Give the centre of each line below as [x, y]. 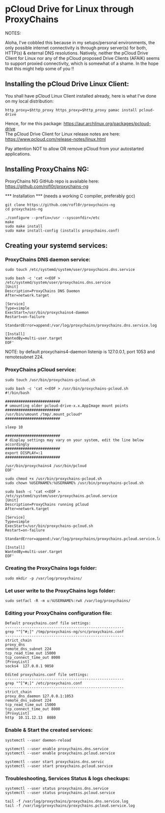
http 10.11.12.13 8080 [30, 718]
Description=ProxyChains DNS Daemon [42, 291]
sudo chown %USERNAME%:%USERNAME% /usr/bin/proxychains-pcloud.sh [74, 483]
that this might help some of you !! [40, 68]
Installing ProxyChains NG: [47, 170]
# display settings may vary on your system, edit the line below [74, 440]
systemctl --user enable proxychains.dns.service [57, 749]
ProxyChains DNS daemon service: [48, 260]
